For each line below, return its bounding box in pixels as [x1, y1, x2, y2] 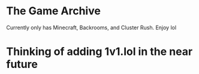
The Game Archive [6, 4, 101, 18]
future [6, 58, 38, 71]
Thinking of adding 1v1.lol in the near [6, 45, 193, 58]
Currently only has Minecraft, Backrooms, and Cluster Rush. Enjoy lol [6, 24, 177, 31]
